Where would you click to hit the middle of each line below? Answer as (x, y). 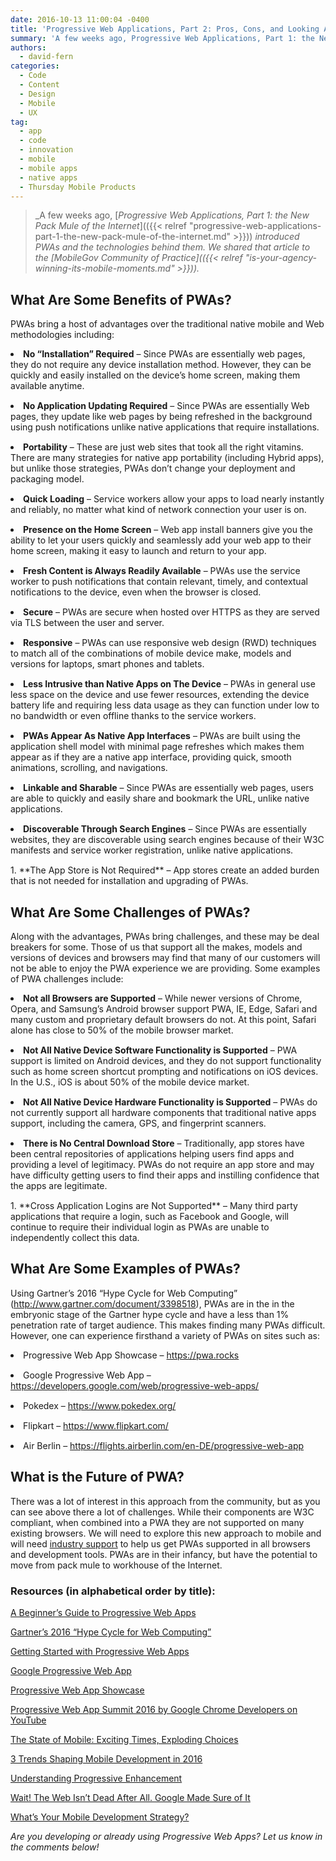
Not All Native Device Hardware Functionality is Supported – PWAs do (170, 1102)
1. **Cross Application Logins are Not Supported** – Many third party (154, 1205)
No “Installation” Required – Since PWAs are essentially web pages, (164, 354)
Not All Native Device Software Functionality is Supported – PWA (160, 1050)
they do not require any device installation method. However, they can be (161, 365)
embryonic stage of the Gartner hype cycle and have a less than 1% (150, 1314)
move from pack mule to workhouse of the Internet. (116, 1565)
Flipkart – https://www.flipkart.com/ (96, 1425)
